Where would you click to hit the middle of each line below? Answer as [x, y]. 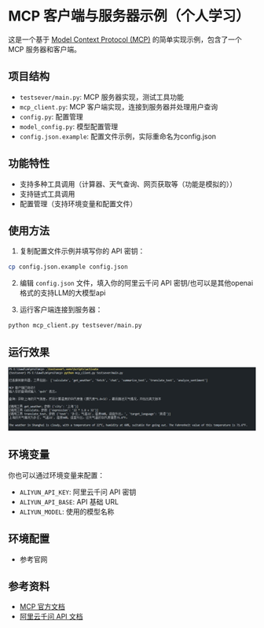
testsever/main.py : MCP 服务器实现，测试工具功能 [102, 97]
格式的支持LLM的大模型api [62, 293]
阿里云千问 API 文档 [51, 617]
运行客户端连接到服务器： [61, 310]
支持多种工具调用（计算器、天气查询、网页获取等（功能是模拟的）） [128, 184]
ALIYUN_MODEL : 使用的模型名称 [67, 512]
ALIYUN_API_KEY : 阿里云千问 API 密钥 [78, 492]
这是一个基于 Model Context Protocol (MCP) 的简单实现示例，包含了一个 [125, 39]
